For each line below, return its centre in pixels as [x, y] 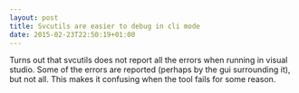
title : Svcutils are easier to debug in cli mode [105, 26]
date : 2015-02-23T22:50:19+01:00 [72, 34]
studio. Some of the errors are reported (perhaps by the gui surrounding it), [150, 70]
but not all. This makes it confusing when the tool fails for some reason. [143, 79]
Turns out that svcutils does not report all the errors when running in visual [149, 60]
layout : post [34, 18]
